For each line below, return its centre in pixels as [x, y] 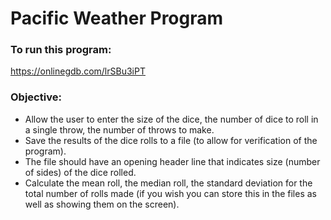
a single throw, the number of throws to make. [119, 129]
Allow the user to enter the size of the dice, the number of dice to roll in [171, 119]
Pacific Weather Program [117, 18]
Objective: [36, 97]
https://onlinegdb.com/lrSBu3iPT [78, 71]
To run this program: [61, 50]
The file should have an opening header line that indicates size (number [172, 161]
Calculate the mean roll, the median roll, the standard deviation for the [168, 183]
